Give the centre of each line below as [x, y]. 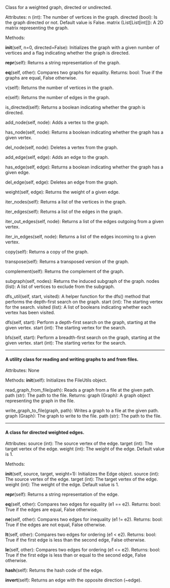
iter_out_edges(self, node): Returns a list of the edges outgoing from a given [84, 221]
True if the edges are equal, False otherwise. [52, 510]
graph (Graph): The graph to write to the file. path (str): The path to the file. [83, 416]
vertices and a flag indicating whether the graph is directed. [68, 53]
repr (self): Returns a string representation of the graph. [63, 62]
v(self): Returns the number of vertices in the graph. [59, 88]
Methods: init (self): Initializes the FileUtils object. [56, 380]
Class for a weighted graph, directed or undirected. [59, 7]
